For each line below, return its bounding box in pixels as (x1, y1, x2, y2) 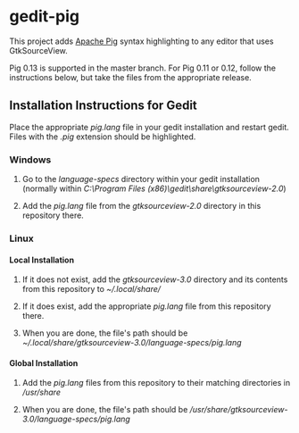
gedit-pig (9, 6, 80, 27)
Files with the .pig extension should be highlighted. (9, 131, 196, 142)
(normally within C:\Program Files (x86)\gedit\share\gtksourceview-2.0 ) (21, 183, 287, 194)
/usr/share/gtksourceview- (189, 404, 288, 415)
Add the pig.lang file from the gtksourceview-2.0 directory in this (21, 201, 262, 212)
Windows (9, 154, 52, 166)
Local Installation (9, 254, 74, 265)
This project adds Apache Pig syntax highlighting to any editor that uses (9, 36, 274, 46)
